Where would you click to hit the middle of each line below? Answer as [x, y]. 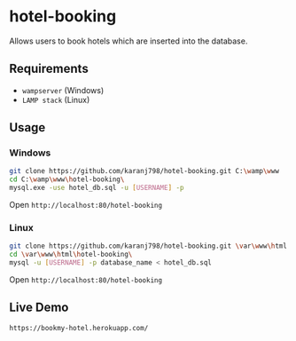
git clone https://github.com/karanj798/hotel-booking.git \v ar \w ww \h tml [148, 246]
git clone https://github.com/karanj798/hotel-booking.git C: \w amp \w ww [144, 171]
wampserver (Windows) [63, 90]
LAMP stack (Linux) [56, 99]
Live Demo [39, 308]
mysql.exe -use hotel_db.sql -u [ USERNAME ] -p [97, 188]
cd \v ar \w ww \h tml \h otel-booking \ [71, 255]
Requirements [49, 69]
